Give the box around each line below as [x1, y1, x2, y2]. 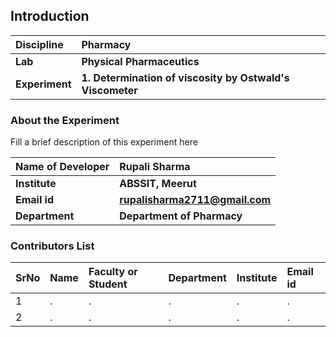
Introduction [10, 8, 90, 25]
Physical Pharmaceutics [81, 54, 200, 68]
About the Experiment [10, 113, 120, 127]
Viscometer [81, 83, 138, 97]
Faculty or [88, 265, 138, 279]
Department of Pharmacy [119, 209, 243, 223]
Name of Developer [15, 160, 110, 174]
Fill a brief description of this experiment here [10, 136, 198, 148]
